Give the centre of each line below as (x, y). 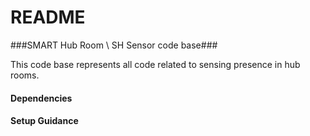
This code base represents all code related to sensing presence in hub (155, 64)
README (48, 17)
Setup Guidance (44, 121)
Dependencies (41, 98)
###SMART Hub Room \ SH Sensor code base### (114, 45)
